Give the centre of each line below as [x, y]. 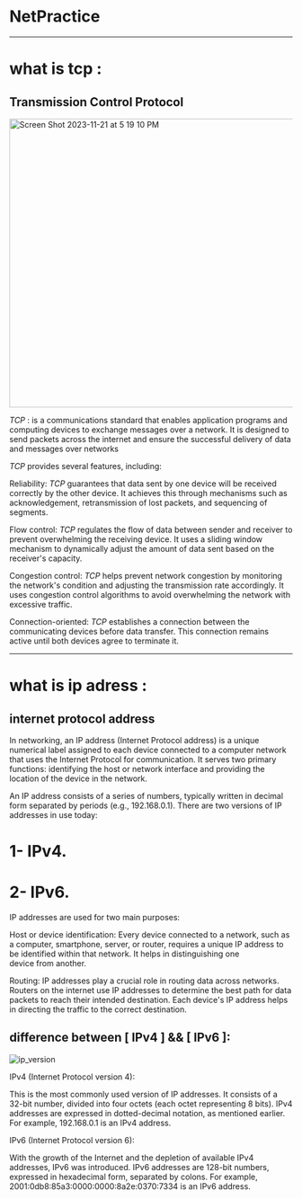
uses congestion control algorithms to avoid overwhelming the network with [150, 594]
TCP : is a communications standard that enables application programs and [148, 420]
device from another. [48, 964]
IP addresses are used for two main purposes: [95, 918]
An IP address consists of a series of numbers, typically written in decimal [147, 795]
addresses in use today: [53, 814]
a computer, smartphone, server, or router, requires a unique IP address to [147, 945]
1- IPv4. [38, 852]
